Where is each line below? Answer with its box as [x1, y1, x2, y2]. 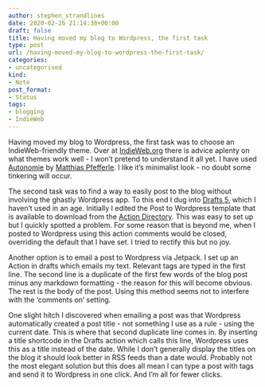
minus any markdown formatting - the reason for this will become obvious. [8, 278, 253, 287]
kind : [8, 71, 26, 79]
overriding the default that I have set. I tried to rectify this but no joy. [8, 236, 232, 247]
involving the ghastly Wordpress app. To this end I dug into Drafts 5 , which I [8, 194, 256, 204]
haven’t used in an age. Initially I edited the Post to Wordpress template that [8, 203, 256, 213]
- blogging [8, 108, 45, 116]
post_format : [8, 85, 52, 94]
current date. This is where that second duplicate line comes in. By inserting [8, 327, 258, 337]
